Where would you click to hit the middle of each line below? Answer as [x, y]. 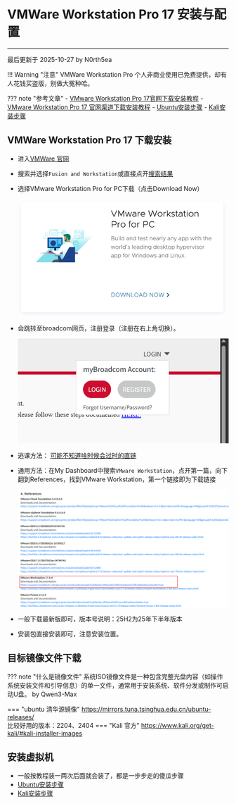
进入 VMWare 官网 [43, 159]
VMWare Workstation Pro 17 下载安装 [90, 141]
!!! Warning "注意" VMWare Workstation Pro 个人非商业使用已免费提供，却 [114, 74]
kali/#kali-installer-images [45, 733]
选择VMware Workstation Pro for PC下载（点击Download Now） [110, 188]
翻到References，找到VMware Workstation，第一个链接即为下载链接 [117, 479]
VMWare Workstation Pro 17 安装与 [111, 14]
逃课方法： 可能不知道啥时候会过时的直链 [77, 456]
